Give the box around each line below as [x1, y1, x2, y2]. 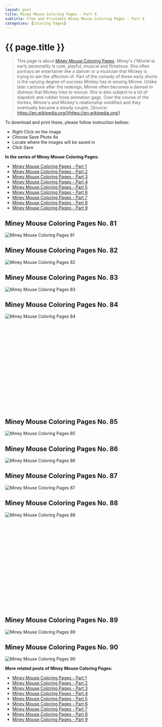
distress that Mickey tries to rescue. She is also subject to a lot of [17, 89, 148, 95]
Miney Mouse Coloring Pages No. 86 [5, 444, 118, 453]
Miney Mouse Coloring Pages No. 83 [5, 273, 118, 282]
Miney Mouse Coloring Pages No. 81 [5, 219, 117, 227]
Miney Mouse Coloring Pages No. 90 [5, 643, 118, 651]
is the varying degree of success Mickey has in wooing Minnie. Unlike [17, 79, 157, 85]
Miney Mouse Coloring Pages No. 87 [5, 472, 118, 480]
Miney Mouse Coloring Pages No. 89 [5, 616, 118, 624]
